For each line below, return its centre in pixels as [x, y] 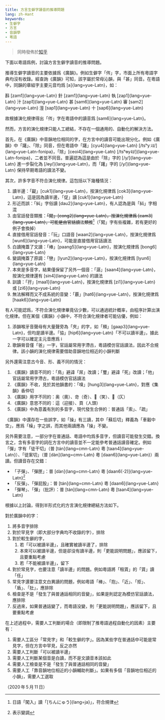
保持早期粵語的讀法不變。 [43, 170]
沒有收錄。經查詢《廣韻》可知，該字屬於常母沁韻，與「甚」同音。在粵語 [87, 79]
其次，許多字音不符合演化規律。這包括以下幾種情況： [59, 180]
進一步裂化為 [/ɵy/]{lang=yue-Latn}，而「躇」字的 [68, 164]
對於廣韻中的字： [22, 516]
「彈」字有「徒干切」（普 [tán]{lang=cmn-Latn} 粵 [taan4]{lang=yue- [75, 448]
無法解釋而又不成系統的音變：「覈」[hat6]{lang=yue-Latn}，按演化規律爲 [85, 294]
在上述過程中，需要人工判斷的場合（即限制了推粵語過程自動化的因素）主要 [80, 623]
